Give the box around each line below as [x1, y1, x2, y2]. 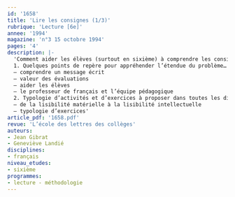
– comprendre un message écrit [13, 68, 105, 75]
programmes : [7, 173, 42, 180]
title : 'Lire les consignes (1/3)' [7, 17, 111, 24]
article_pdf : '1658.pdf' [7, 114, 80, 121]
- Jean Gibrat [7, 133, 49, 140]
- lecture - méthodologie [7, 179, 83, 186]
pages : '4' [7, 43, 39, 50]
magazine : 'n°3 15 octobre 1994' [7, 36, 105, 43]
